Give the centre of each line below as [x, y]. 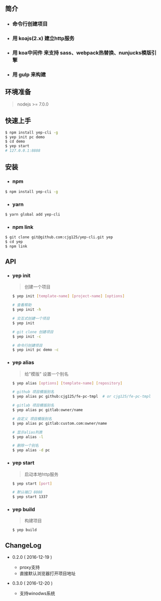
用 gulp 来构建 [29, 75]
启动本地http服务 [41, 474]
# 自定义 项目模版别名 [32, 419]
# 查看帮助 [22, 305]
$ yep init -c [27, 336]
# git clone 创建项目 [33, 332]
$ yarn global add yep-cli [33, 214]
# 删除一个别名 [26, 446]
